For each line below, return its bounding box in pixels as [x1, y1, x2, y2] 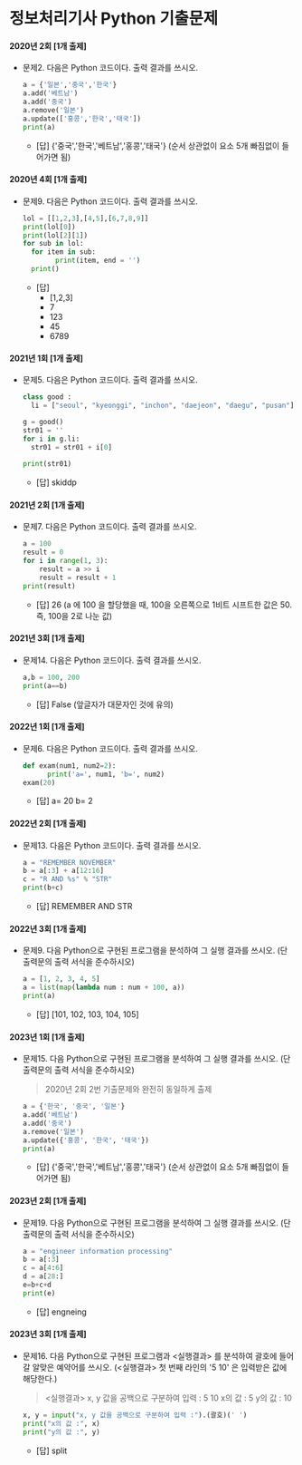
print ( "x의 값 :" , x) [22, 1419, 101, 1428]
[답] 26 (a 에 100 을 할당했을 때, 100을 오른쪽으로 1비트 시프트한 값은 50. [35, 599, 292, 610]
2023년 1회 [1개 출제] [9, 1031, 86, 1043]
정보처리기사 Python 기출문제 [9, 8, 219, 29]
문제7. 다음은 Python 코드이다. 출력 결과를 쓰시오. [22, 521, 197, 532]
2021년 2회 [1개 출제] [9, 500, 85, 510]
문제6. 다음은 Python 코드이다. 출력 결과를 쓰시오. [22, 742, 199, 753]
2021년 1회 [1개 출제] [9, 353, 84, 364]
